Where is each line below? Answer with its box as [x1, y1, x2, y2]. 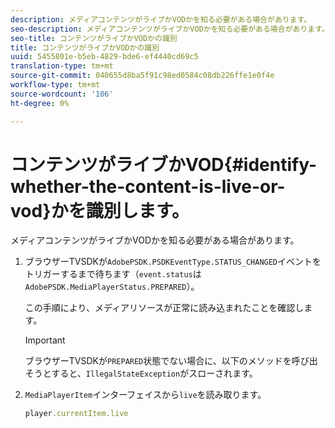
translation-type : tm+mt [10, 61, 114, 71]
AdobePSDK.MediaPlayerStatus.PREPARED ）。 [24, 281, 200, 293]
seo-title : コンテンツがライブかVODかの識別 [10, 33, 178, 43]
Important [24, 334, 66, 346]
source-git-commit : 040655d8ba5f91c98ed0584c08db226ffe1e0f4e [10, 71, 275, 81]
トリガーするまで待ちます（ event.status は [24, 268, 202, 280]
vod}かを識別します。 [10, 199, 190, 222]
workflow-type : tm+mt [10, 80, 101, 90]
